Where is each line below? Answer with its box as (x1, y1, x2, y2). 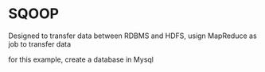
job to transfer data (8, 39, 72, 48)
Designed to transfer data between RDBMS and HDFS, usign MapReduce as (8, 31, 257, 40)
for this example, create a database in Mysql (8, 55, 154, 64)
